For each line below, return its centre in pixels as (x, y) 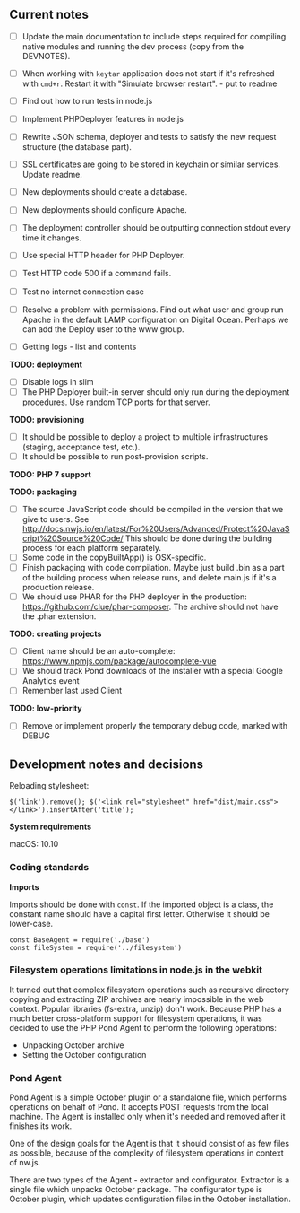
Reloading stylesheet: (49, 786)
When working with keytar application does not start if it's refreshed (148, 73)
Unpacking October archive (73, 1045)
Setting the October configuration (84, 1054)
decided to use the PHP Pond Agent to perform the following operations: (143, 1027)
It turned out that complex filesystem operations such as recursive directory (149, 990)
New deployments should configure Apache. (104, 210)
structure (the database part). (77, 147)
